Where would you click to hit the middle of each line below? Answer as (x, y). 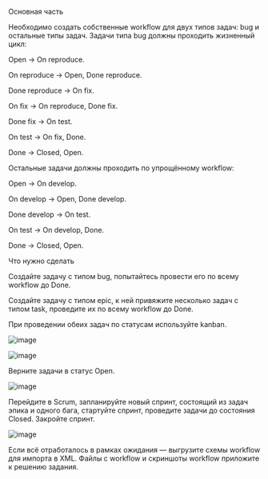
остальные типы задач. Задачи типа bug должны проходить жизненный (132, 36)
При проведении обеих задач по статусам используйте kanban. (118, 324)
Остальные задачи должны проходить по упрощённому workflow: (121, 168)
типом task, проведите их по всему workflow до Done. (101, 309)
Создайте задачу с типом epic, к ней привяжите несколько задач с (123, 300)
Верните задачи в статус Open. (62, 371)
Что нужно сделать (41, 261)
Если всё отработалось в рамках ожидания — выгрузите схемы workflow (134, 450)
